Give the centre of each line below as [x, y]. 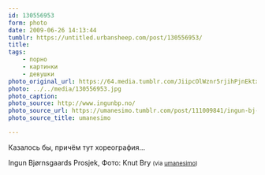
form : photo [28, 23]
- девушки [39, 74]
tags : [17, 52]
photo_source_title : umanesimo [60, 118]
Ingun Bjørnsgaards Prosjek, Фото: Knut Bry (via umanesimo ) [103, 162]
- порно [35, 60]
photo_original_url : [42, 81]
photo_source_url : [38, 111]
